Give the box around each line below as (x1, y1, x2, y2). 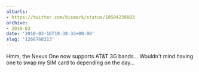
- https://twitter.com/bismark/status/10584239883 (6, 14, 135, 20)
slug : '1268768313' (6, 36, 55, 42)
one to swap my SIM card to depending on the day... (6, 59, 135, 66)
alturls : (6, 8, 28, 15)
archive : (6, 20, 28, 26)
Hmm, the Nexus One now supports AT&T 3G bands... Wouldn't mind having (6, 53, 194, 60)
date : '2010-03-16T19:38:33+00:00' (6, 31, 95, 37)
